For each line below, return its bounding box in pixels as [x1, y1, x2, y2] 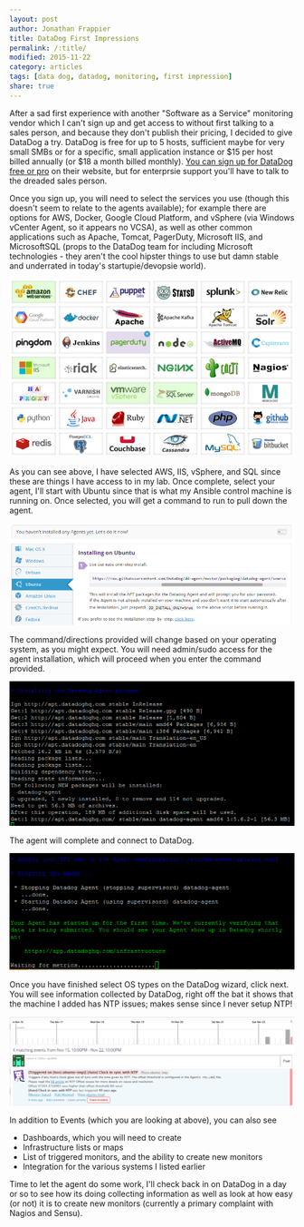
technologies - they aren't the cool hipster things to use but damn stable [9, 250, 279, 261]
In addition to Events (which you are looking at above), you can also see [9, 1114, 278, 1125]
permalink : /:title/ [9, 44, 88, 53]
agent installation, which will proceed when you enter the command [9, 653, 262, 664]
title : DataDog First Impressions [9, 34, 140, 43]
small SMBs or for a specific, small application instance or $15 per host [9, 146, 273, 157]
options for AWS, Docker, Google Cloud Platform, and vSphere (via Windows [9, 211, 295, 222]
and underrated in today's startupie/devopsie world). [9, 260, 206, 271]
